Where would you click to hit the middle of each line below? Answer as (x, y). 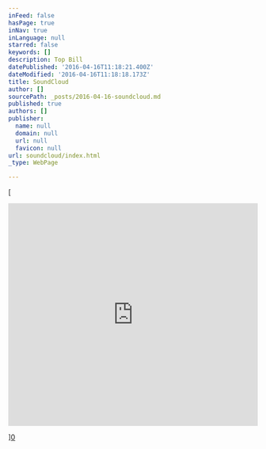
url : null (31, 141)
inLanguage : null (37, 38)
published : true (35, 104)
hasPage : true (32, 23)
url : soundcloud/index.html (55, 155)
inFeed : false (32, 15)
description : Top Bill (46, 60)
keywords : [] (30, 52)
